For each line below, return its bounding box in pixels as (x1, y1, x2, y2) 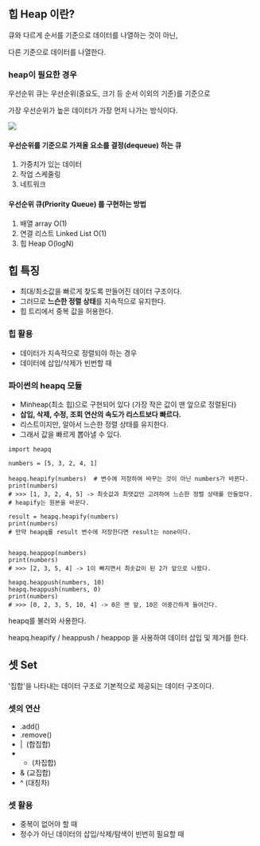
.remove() (19, 730, 52, 740)
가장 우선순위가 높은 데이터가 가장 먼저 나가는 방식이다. (8, 106, 178, 116)
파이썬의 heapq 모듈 (8, 380, 83, 391)
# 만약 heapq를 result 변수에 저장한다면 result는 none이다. (8, 528, 192, 536)
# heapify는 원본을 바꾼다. (8, 498, 90, 506)
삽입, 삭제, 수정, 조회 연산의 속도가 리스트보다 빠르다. (19, 409, 181, 419)
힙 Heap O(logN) (19, 238, 74, 248)
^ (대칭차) (19, 778, 50, 788)
